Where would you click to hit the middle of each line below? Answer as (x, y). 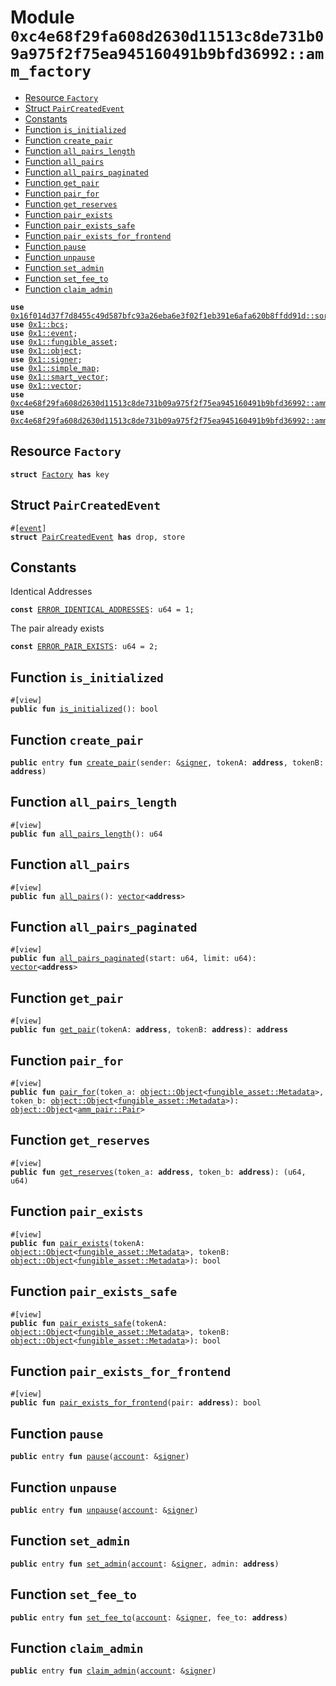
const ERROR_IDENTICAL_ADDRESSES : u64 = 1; (102, 610)
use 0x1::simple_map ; (55, 368)
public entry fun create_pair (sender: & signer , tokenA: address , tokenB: (167, 763)
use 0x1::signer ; (46, 359)
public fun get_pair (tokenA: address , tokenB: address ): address (149, 1030)
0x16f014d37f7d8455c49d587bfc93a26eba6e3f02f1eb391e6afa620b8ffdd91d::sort (171, 316)
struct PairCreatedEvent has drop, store (98, 537)
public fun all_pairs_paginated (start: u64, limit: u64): (133, 959)
